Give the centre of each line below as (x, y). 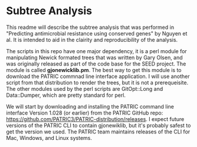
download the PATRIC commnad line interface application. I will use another (98, 76)
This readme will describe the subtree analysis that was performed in (90, 27)
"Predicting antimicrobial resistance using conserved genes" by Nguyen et (97, 33)
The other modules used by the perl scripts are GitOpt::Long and (85, 89)
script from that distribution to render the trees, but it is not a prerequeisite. (97, 82)
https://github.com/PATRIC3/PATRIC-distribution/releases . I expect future (95, 119)
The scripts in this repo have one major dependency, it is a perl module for (96, 51)
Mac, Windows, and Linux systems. (49, 138)
